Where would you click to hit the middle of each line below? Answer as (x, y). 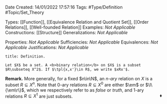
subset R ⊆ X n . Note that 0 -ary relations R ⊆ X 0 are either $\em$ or (75, 84)
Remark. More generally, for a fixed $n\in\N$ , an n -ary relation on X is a (79, 78)
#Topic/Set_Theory (25, 12)
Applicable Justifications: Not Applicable (47, 47)
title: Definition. (25, 56)
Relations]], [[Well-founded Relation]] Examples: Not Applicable (70, 27)
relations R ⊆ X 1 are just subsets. (39, 96)
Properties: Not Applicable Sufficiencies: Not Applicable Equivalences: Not (82, 42)
